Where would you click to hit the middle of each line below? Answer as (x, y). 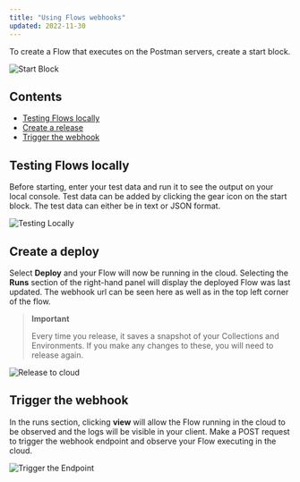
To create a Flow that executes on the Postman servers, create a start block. (150, 51)
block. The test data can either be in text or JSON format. (115, 206)
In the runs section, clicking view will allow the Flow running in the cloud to (148, 422)
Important (50, 318)
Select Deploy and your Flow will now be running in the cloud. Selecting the (149, 273)
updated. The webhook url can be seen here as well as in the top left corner (149, 292)
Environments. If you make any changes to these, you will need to (152, 345)
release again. (57, 355)
